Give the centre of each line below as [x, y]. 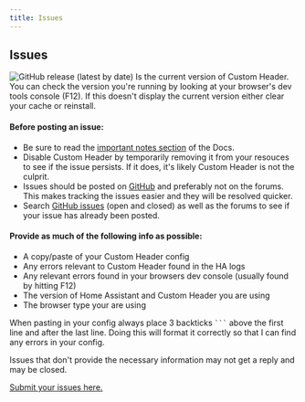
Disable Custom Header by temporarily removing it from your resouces [156, 157]
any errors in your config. [57, 342]
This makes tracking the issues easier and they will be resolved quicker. [158, 196]
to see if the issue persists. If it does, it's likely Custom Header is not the [158, 166]
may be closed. [38, 369]
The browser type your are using [84, 305]
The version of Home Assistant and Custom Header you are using [147, 295]
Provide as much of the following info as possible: [106, 236]
